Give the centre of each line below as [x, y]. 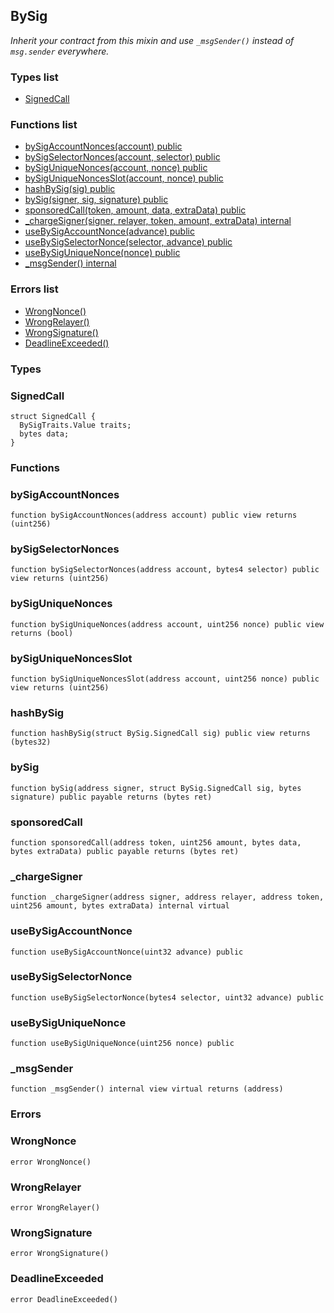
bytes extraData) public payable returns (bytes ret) [125, 851]
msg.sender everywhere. [60, 51]
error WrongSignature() [60, 1254]
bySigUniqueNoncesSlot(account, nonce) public [124, 178]
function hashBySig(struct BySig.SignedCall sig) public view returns [160, 734]
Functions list [44, 125]
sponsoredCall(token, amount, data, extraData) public [135, 210]
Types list [34, 77]
